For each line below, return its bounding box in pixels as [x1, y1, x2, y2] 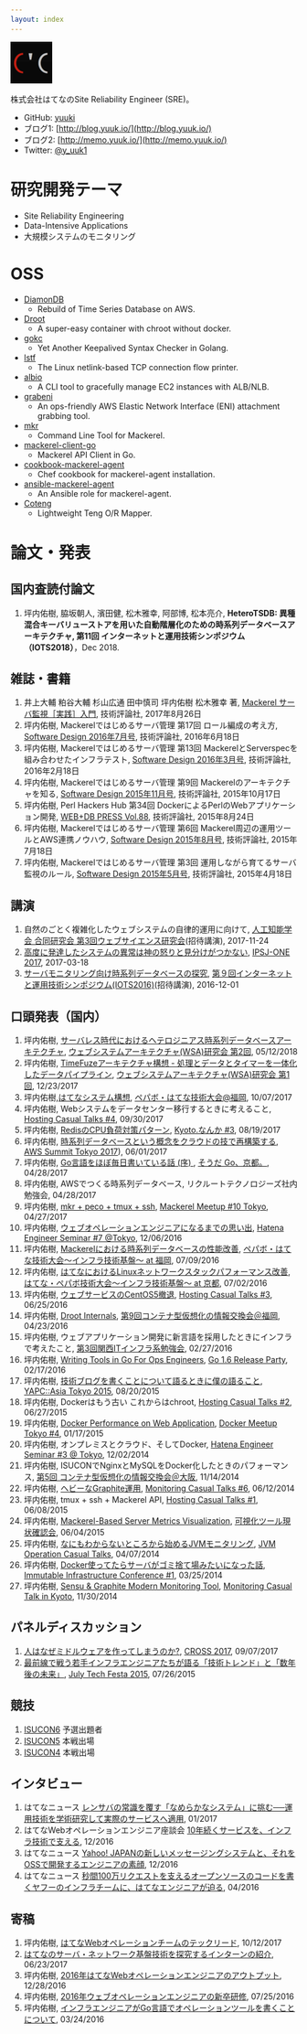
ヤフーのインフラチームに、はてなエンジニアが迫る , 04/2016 [31, 1882, 259, 1893]
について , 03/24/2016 [23, 2014, 105, 2025]
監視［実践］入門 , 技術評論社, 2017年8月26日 [31, 709, 202, 720]
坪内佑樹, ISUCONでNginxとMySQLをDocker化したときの [23, 1460, 241, 1471]
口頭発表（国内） [10, 1009, 107, 1024]
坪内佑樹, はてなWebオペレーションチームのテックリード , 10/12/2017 [23, 1937, 282, 1948]
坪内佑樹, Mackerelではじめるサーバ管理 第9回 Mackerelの [23, 777, 244, 788]
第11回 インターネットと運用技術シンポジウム [76, 630, 246, 641]
